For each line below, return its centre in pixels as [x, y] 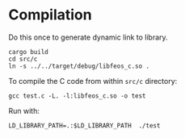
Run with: [24, 111]
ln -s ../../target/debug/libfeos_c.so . [79, 66]
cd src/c [23, 59]
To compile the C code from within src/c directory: [93, 81]
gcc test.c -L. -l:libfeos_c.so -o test [78, 96]
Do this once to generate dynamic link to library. [88, 37]
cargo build [28, 52]
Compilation [50, 15]
